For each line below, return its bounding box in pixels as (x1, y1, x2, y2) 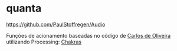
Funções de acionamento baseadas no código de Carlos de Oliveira (6, 32, 171, 39)
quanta (6, 2, 42, 15)
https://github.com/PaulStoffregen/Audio (6, 21, 106, 28)
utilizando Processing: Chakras (6, 38, 81, 45)
